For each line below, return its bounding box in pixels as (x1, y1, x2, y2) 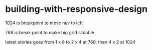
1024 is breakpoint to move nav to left (5, 20, 83, 26)
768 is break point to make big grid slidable (5, 29, 94, 35)
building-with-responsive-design (5, 3, 148, 15)
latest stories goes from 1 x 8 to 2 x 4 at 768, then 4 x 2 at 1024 (5, 39, 135, 45)
